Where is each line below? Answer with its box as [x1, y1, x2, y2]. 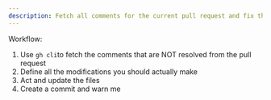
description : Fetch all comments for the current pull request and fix [8, 11, 254, 20]
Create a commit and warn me [19, 84, 121, 94]
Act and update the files [19, 75, 100, 85]
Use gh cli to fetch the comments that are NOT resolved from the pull [19, 49, 252, 59]
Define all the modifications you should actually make [19, 66, 198, 77]
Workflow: [8, 34, 43, 44]
